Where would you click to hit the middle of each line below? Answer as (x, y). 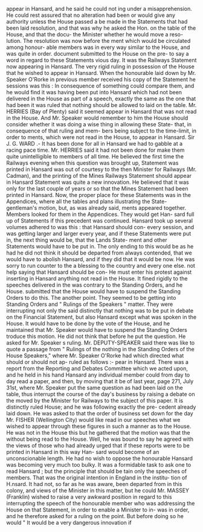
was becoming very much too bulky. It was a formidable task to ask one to (99, 465)
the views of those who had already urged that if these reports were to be (98, 446)
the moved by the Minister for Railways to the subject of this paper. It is (95, 401)
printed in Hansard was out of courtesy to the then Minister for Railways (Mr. (101, 169)
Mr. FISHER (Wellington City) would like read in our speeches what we (93, 420)
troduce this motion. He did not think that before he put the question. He (96, 336)
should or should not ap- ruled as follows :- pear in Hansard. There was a (98, 362)
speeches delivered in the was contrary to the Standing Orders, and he (95, 285)
